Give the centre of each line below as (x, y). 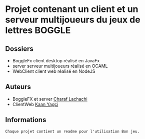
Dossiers (19, 49)
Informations (26, 120)
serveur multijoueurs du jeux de (73, 20)
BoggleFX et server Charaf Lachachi (50, 99)
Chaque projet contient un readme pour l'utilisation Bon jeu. (72, 131)
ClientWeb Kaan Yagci (35, 104)
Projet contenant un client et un (72, 9)
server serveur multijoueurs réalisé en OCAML (60, 66)
